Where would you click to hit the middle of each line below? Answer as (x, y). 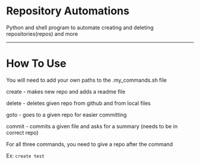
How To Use (36, 64)
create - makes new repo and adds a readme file (66, 91)
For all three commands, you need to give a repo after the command (90, 144)
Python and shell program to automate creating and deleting (80, 27)
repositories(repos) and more (42, 33)
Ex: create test (25, 156)
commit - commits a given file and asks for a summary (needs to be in (92, 126)
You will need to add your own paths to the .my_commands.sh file (87, 80)
